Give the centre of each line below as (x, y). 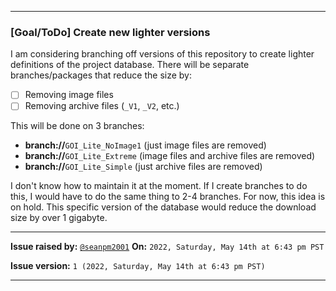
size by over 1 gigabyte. (59, 218)
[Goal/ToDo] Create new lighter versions (110, 32)
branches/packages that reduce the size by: (101, 75)
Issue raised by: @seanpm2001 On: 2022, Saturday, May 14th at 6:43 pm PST (167, 247)
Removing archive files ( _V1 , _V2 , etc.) (102, 106)
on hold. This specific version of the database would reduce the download (163, 207)
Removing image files (69, 95)
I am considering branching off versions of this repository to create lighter (162, 54)
